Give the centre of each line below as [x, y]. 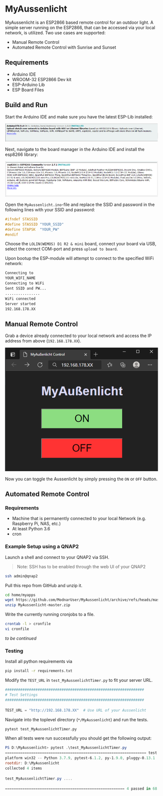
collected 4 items [24, 768]
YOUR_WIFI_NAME [20, 278]
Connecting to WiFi [25, 283]
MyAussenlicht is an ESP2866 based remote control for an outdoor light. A [79, 22]
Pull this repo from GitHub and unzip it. [44, 585]
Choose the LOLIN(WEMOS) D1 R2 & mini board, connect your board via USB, [81, 244]
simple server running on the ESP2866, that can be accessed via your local [80, 27]
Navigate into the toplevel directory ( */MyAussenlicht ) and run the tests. [77, 719]
